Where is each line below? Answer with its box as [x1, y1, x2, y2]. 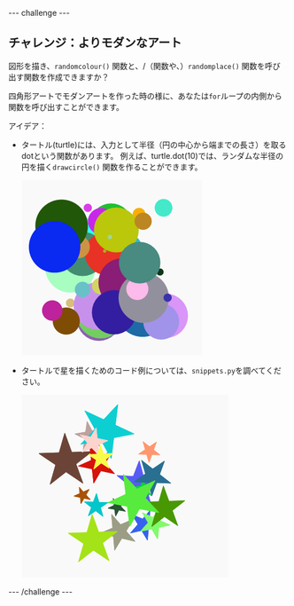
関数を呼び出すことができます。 [8, 101, 125, 112]
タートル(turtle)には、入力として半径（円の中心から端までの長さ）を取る [20, 139, 287, 150]
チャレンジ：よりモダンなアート [8, 35, 182, 51]
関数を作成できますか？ [23, 71, 110, 83]
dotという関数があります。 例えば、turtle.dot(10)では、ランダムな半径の [20, 150, 284, 161]
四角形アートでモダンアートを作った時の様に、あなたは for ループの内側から [8, 91, 282, 101]
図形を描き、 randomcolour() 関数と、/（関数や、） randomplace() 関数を [8, 60, 266, 71]
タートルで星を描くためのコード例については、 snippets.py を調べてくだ [20, 365, 282, 375]
